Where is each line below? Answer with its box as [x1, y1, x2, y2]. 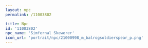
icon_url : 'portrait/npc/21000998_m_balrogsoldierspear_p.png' [5, 35, 144, 40]
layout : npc [5, 7, 31, 13]
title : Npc [5, 21, 29, 26]
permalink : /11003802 [5, 12, 52, 17]
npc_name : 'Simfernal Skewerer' [5, 31, 75, 36]
